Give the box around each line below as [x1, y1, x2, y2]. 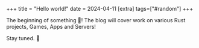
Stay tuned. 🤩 [6, 35, 40, 41]
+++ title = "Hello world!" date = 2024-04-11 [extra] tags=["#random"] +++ [6, 5, 194, 12]
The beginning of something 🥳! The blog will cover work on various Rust [6, 17, 186, 23]
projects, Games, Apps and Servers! [6, 23, 96, 30]
